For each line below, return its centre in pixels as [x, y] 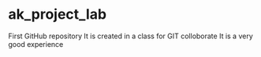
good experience [36, 44]
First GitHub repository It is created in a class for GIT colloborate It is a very [131, 36]
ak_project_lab [58, 14]
